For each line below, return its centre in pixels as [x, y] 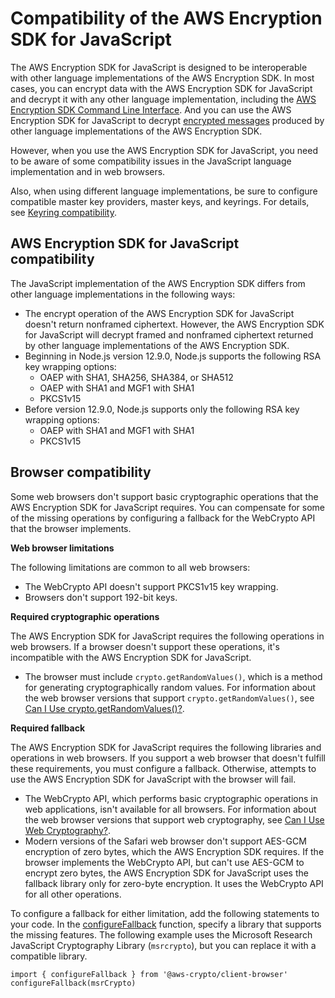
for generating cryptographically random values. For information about [170, 687]
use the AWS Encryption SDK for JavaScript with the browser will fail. [153, 779]
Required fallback [47, 728]
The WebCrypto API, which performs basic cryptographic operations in [171, 798]
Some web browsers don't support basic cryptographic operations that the [164, 496]
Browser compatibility [81, 472]
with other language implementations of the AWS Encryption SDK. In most [162, 78]
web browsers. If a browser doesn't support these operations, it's [145, 646]
